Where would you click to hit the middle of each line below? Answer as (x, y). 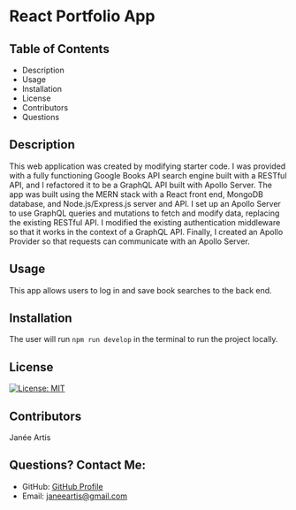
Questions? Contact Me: (78, 465)
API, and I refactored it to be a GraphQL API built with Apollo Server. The (140, 185)
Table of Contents (60, 49)
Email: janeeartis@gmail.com (75, 496)
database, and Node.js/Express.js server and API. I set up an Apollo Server (145, 203)
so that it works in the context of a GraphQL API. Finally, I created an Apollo (146, 232)
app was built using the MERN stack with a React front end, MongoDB (136, 194)
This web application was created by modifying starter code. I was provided (148, 166)
